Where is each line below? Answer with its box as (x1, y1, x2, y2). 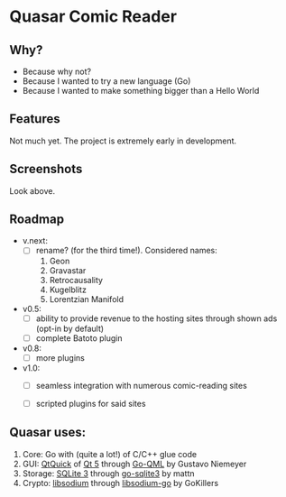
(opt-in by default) (35, 323, 105, 334)
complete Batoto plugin (35, 332, 124, 344)
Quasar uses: (9, 425, 87, 440)
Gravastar (49, 264, 87, 276)
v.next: (22, 235, 48, 246)
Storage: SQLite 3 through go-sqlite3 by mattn (22, 467, 195, 479)
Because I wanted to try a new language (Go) (22, 76, 191, 87)
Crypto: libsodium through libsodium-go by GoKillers (22, 477, 219, 488)
